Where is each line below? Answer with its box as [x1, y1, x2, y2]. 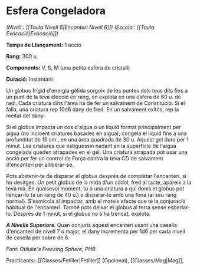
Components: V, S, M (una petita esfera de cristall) [6, 64, 130, 71]
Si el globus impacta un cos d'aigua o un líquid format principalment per [6, 123, 181, 130]
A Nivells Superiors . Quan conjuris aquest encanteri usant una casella [6, 221, 178, 228]
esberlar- [168, 203, 191, 210]
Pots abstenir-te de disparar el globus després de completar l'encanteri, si [6, 172, 187, 179]
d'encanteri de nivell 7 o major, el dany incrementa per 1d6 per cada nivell [6, 228, 186, 235]
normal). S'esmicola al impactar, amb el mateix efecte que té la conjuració [6, 197, 186, 205]
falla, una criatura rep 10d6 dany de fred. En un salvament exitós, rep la [6, 106, 179, 113]
